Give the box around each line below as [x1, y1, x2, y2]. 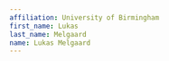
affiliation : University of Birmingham [9, 13, 160, 22]
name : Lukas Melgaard [9, 38, 91, 48]
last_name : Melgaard [9, 30, 88, 39]
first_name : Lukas [9, 22, 79, 30]
